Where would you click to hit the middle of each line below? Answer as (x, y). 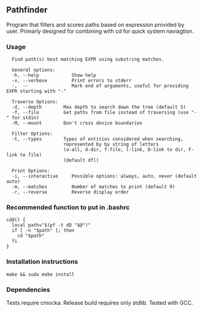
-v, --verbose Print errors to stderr (72, 81)
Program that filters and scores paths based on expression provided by (95, 24)
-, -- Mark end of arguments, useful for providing (100, 86)
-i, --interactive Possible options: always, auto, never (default (105, 176)
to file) (31, 155)
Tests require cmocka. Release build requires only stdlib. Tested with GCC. (100, 303)
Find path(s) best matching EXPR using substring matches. (88, 59)
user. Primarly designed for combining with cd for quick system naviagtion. (100, 31)
